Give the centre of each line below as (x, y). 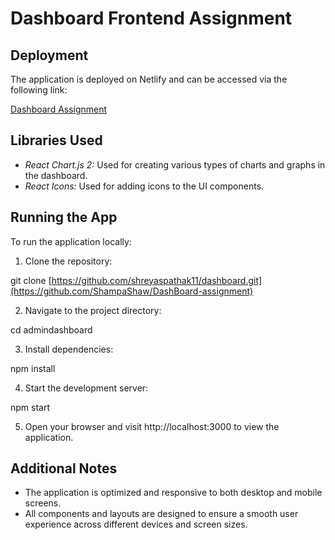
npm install (33, 368)
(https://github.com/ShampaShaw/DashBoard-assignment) (132, 291)
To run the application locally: (71, 241)
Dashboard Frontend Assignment (151, 18)
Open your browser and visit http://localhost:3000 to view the (152, 426)
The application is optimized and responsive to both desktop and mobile (173, 493)
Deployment (49, 55)
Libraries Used (56, 140)
